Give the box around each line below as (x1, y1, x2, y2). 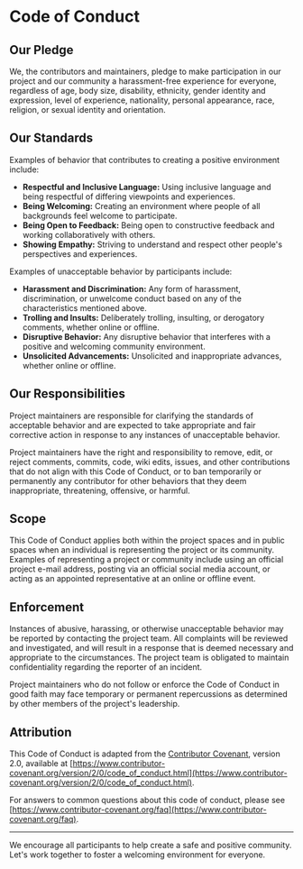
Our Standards (9, 131, 94, 146)
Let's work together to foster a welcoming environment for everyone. (9, 849, 266, 860)
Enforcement (9, 599, 84, 615)
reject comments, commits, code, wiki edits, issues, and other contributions (9, 456, 290, 467)
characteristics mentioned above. (22, 302, 147, 313)
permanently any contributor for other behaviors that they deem (9, 475, 247, 486)
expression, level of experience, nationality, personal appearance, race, (9, 95, 275, 105)
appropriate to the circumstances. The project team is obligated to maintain (9, 652, 289, 663)
